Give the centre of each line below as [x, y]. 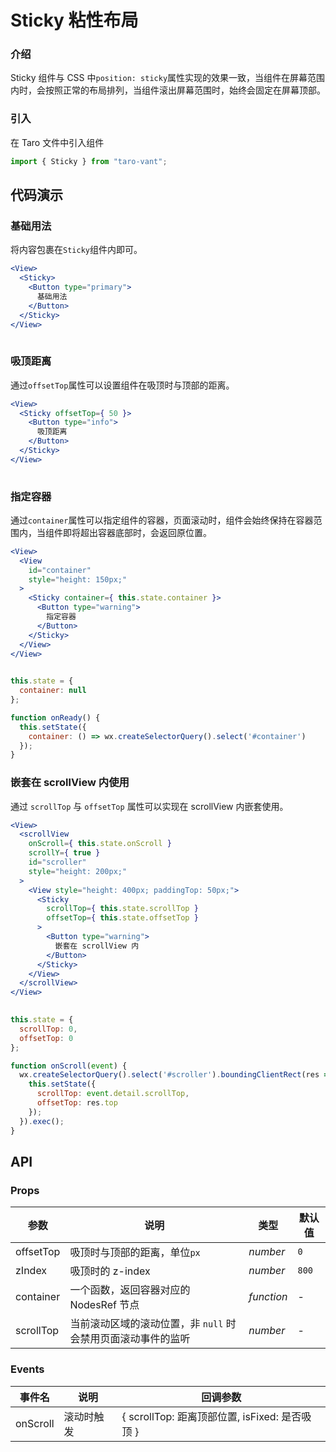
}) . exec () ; [42, 1121]
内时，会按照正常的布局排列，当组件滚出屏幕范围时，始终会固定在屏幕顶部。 [168, 90]
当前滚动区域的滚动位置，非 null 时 [153, 1324]
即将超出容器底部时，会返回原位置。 [137, 532]
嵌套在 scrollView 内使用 [70, 783]
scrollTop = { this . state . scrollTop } [122, 909]
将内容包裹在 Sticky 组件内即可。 [76, 250]
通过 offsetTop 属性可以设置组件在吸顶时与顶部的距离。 [122, 385]
